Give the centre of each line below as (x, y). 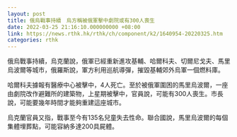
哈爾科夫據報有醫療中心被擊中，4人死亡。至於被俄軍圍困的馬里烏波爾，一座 (118, 85)
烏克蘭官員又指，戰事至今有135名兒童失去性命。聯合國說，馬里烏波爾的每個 (118, 118)
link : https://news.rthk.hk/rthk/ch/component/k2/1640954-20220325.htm (115, 34)
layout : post (27, 14)
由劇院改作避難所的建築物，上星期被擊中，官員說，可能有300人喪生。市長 (116, 94)
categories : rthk (33, 40)
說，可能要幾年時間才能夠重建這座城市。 (66, 102)
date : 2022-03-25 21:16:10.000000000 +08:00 (74, 27)
